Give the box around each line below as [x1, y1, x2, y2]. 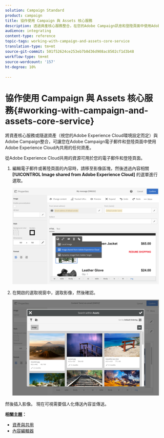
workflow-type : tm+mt [5, 54, 49, 59]
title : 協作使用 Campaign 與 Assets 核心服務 [5, 18, 93, 23]
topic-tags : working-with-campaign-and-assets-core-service [5, 39, 130, 44]
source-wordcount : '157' [5, 59, 56, 64]
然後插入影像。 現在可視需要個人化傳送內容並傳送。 [5, 401, 109, 407]
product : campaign [5, 13, 42, 18]
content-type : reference [5, 34, 56, 39]
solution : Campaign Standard [5, 8, 64, 13]
